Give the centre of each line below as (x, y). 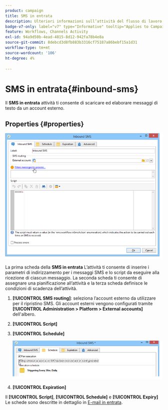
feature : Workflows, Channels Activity (47, 32)
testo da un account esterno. (35, 108)
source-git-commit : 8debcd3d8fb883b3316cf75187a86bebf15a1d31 (71, 43)
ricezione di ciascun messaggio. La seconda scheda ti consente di (74, 278)
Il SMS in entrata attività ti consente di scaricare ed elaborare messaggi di (81, 103)
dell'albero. (24, 314)
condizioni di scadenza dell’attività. (41, 288)
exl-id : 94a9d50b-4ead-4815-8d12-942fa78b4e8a (54, 37)
